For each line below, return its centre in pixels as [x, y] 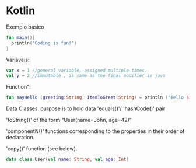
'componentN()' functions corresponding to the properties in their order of [95, 131]
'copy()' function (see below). [42, 149]
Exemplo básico [25, 27]
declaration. [20, 138]
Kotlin [21, 11]
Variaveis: [18, 60]
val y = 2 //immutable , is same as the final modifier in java [86, 76]
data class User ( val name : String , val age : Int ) [68, 160]
